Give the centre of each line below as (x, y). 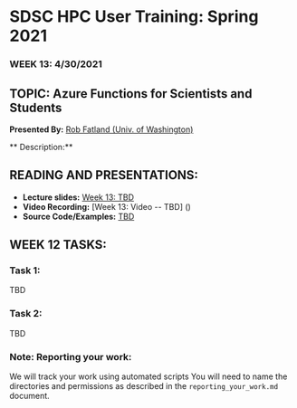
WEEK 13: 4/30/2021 (56, 64)
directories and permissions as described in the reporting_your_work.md (144, 386)
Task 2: (26, 314)
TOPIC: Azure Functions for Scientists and (131, 94)
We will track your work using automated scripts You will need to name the (148, 376)
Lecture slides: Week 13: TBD (78, 197)
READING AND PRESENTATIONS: (104, 175)
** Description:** (41, 147)
